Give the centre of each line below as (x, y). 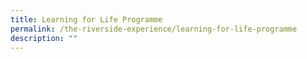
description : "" (44, 38)
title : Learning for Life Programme (86, 19)
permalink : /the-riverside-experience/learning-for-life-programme (154, 29)
